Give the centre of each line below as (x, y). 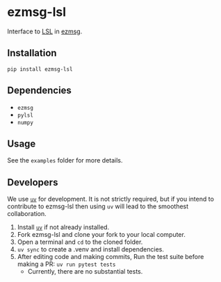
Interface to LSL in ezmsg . (45, 31)
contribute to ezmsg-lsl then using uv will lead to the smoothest (98, 206)
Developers (33, 182)
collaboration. (27, 214)
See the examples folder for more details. (65, 160)
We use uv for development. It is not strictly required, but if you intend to (110, 199)
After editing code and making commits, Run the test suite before (110, 257)
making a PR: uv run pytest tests (66, 264)
